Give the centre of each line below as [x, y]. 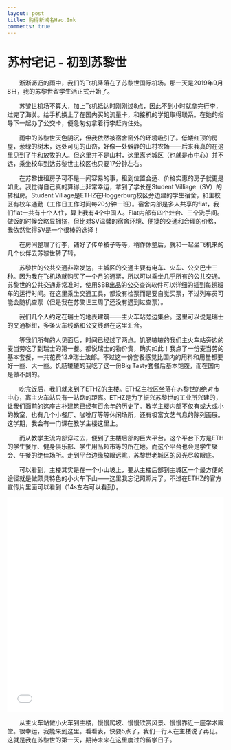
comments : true [29, 26]
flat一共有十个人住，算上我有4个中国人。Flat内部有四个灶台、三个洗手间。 [118, 213]
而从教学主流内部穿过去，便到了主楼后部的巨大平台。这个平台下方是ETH [122, 438]
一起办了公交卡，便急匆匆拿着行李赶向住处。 [82, 123]
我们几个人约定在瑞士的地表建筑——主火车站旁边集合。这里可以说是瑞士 [122, 317]
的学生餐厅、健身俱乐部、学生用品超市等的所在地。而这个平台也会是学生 [109, 447]
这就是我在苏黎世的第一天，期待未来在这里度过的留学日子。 [91, 740]
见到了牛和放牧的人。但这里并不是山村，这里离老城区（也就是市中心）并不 [118, 155]
